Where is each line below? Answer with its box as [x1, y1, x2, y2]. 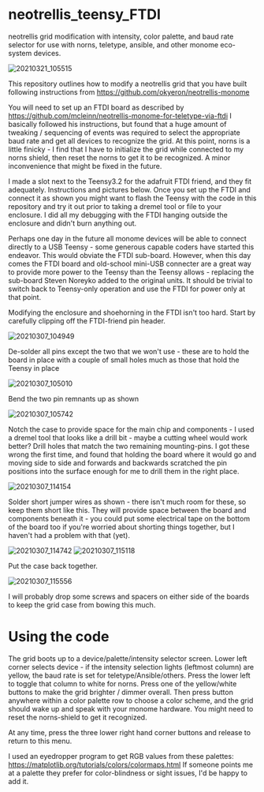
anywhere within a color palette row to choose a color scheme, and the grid [8, 696, 254, 705]
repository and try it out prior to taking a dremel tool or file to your [8, 201, 222, 211]
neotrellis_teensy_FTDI [8, 6, 162, 24]
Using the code [8, 628, 110, 646]
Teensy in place [8, 363, 60, 372]
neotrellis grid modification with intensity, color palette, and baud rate [8, 32, 234, 41]
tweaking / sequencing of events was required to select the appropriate [8, 128, 240, 137]
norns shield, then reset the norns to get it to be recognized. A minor [8, 152, 231, 163]
